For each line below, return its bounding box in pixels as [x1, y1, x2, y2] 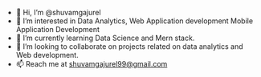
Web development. [15, 51, 79, 59]
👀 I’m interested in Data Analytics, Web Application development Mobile [15, 16, 254, 26]
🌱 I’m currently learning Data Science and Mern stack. [15, 33, 195, 43]
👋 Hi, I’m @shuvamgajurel [15, 8, 102, 17]
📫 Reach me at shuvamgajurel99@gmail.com [15, 59, 168, 68]
